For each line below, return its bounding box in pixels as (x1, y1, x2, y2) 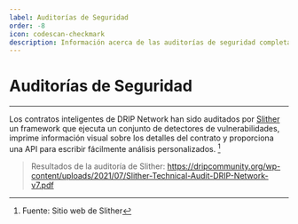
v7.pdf (30, 180, 55, 190)
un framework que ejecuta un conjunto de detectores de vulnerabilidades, (9, 124, 280, 134)
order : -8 (9, 21, 46, 30)
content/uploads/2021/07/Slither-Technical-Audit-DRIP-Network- (30, 170, 269, 180)
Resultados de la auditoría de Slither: (30, 161, 166, 172)
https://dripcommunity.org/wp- (167, 161, 281, 172)
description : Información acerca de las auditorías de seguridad (9, 37, 255, 47)
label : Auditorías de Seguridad (9, 12, 129, 22)
